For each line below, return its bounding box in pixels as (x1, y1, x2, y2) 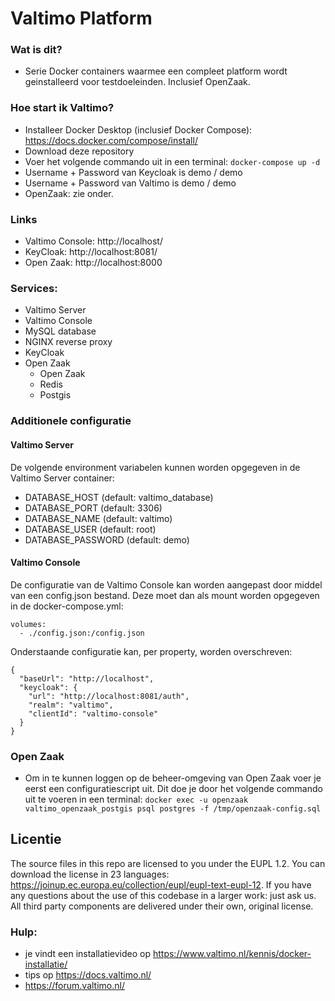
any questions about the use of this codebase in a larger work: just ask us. (10, 889, 317, 901)
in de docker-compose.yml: (10, 600, 124, 612)
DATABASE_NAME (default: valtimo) (24, 512, 173, 524)
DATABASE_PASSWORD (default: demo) (24, 533, 190, 546)
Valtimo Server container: (10, 472, 115, 484)
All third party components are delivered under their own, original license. (10, 900, 314, 912)
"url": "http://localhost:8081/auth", (28, 691, 190, 701)
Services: (10, 282, 58, 295)
